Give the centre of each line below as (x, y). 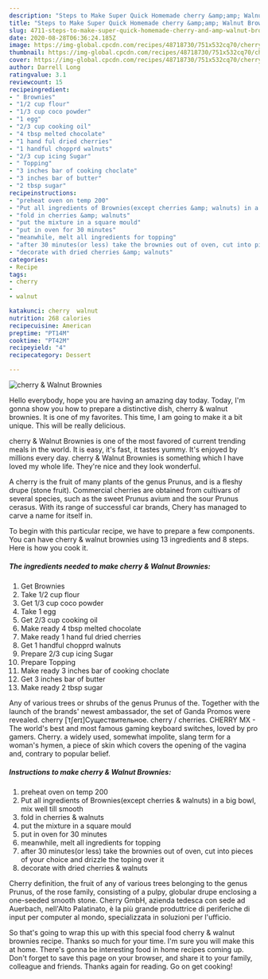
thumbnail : (27, 52)
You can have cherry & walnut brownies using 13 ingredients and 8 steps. (129, 539)
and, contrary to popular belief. (60, 753)
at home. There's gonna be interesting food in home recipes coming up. (127, 949)
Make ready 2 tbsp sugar (62, 687)
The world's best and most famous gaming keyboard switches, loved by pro (133, 728)
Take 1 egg (38, 611)
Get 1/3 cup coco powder (62, 603)
